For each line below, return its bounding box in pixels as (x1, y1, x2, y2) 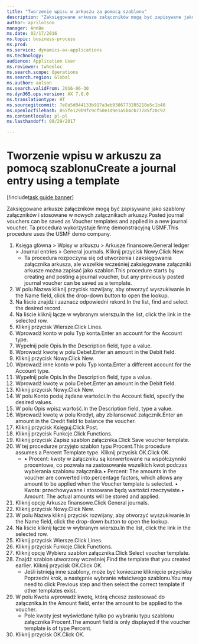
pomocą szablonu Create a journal (6, 162, 177, 175)
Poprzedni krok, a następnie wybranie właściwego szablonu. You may (24, 574, 193, 582)
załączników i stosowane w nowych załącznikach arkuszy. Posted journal (6, 212, 184, 219)
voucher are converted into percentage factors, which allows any (24, 474, 183, 482)
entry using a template (6, 174, 120, 188)
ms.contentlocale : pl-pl (6, 113, 68, 119)
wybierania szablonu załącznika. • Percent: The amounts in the (24, 468, 177, 475)
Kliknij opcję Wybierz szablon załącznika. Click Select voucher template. (15, 549, 190, 557)
